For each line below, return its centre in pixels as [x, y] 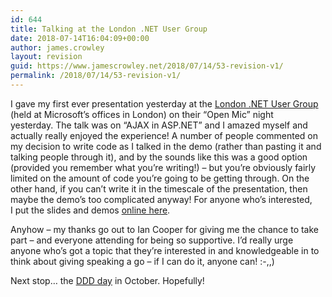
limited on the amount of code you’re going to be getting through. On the [160, 178]
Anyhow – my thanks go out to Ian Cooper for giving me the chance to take [165, 229]
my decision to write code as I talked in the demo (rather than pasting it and [166, 146]
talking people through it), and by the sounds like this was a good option [159, 157]
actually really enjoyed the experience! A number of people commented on [164, 135]
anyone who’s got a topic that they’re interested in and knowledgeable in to [165, 250]
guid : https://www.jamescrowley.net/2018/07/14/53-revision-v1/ [147, 66]
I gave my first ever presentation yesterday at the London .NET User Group [164, 103]
